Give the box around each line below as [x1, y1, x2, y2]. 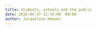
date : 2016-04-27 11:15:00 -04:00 [5, 12, 77, 17]
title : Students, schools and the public [5, 7, 93, 12]
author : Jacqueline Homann [5, 16, 61, 21]
